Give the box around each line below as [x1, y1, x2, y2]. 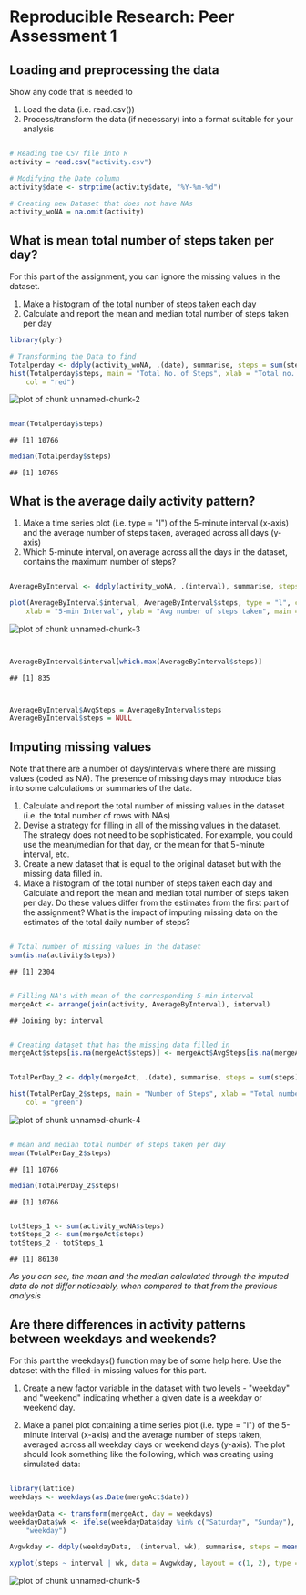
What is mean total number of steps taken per [9, 233, 275, 248]
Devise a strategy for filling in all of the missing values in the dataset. [22, 819, 281, 831]
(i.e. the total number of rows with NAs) [22, 810, 171, 821]
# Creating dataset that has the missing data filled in [9, 1040, 230, 1049]
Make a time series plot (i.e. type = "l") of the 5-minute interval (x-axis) [22, 517, 290, 528]
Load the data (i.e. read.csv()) [22, 104, 135, 115]
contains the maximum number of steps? [22, 557, 177, 567]
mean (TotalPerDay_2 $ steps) [9, 1148, 112, 1158]
